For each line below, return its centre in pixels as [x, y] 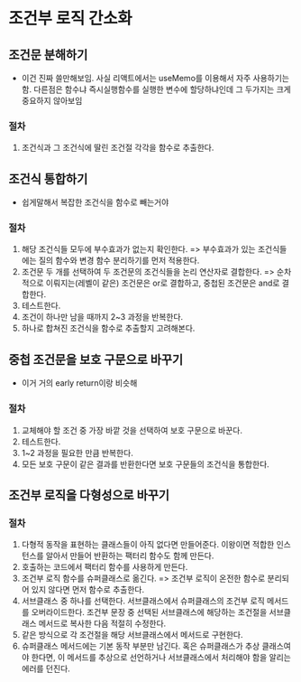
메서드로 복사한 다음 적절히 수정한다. [102, 623]
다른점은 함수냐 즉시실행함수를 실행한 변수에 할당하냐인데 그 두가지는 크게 [163, 89]
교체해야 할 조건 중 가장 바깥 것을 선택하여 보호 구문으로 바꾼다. [132, 430]
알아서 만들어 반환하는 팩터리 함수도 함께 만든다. [130, 556]
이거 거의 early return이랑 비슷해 [79, 383]
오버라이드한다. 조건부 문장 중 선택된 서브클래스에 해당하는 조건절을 [149, 612]
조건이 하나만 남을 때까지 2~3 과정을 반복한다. [102, 317]
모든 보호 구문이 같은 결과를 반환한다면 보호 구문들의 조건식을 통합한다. [145, 464]
